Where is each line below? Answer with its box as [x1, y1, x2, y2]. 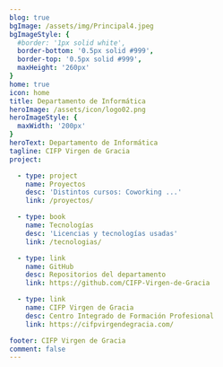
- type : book [17, 213, 66, 222]
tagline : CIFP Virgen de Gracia [9, 146, 130, 155]
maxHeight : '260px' [17, 64, 90, 73]
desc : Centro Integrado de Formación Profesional [25, 311, 215, 320]
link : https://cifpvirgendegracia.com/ [25, 319, 175, 328]
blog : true [9, 13, 50, 22]
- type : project [17, 171, 78, 180]
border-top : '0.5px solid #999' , [17, 55, 142, 64]
